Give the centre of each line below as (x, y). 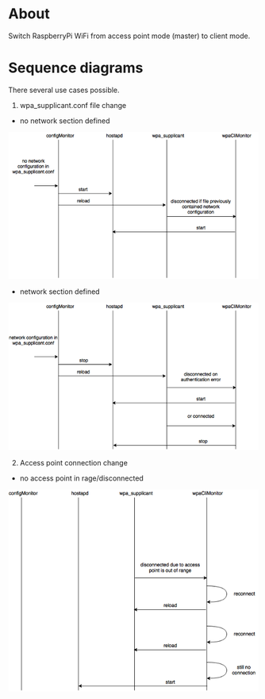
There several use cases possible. (64, 90)
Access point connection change (74, 462)
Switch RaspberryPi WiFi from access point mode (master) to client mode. (129, 36)
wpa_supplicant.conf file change (73, 105)
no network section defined (65, 121)
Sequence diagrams (76, 68)
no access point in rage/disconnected (82, 478)
